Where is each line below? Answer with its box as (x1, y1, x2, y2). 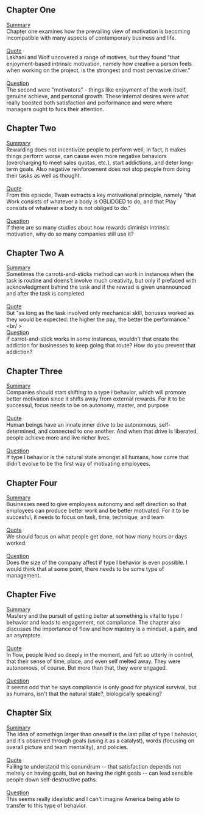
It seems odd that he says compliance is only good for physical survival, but (6, 683, 197, 690)
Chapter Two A (6, 248, 65, 258)
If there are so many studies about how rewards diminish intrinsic (6, 223, 171, 231)
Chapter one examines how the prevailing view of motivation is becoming (6, 27, 191, 35)
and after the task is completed (6, 290, 85, 297)
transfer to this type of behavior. (6, 802, 87, 809)
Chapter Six (6, 708, 52, 718)
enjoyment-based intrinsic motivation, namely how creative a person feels (6, 60, 192, 67)
